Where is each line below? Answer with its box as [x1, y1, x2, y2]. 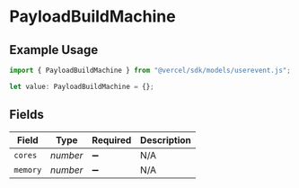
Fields [9, 107, 45, 122]
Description [140, 133, 191, 146]
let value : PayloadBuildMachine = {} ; [9, 82, 154, 91]
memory [13, 165, 42, 175]
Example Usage [9, 42, 99, 58]
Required [92, 133, 132, 146]
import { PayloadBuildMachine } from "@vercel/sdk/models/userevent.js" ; [9, 66, 292, 75]
